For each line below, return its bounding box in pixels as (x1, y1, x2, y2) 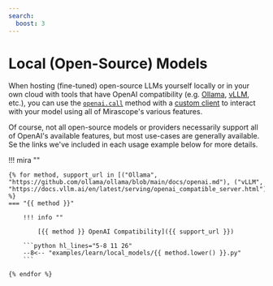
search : (8, 11, 35, 20)
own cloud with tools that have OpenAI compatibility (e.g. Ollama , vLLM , (8, 90, 250, 100)
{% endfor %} (8, 271, 53, 279)
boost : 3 (15, 19, 45, 28)
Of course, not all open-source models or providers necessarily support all (8, 122, 258, 132)
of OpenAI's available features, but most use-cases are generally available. (8, 131, 260, 141)
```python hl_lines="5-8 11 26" (23, 242, 132, 250)
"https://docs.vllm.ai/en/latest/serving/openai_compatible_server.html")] (8, 186, 271, 194)
